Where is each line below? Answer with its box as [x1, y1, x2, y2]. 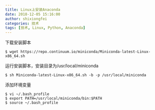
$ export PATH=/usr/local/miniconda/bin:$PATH [5, 96, 102, 101]
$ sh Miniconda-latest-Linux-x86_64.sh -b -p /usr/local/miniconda [5, 73, 147, 78]
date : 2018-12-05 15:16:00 [5, 12, 61, 17]
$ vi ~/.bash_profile [5, 92, 50, 97]
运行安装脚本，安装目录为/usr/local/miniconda [5, 63, 99, 69]
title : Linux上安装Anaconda [5, 7, 61, 12]
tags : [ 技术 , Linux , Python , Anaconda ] [5, 26, 86, 30]
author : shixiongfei [5, 16, 48, 21]
